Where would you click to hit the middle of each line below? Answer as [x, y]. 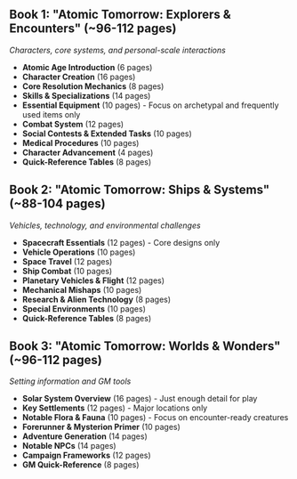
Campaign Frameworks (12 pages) [86, 455]
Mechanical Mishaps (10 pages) [82, 289]
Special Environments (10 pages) [84, 309]
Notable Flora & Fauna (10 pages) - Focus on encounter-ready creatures [155, 418]
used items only [51, 114]
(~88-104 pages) [57, 204]
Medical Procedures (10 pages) [80, 142]
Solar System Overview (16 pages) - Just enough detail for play [140, 399]
